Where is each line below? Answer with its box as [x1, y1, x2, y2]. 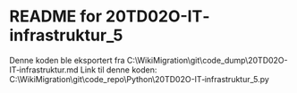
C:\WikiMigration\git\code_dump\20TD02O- [126, 55, 288, 65]
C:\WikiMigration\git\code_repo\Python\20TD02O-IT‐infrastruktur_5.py [9, 73, 270, 84]
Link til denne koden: [80, 64, 157, 75]
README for [9, 6, 103, 27]
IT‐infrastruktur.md [9, 64, 79, 75]
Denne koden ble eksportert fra [9, 55, 125, 65]
